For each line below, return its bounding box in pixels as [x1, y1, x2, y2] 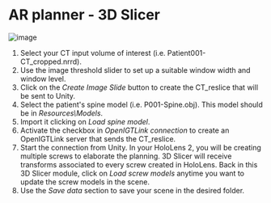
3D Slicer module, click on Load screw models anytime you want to [19, 168, 245, 178]
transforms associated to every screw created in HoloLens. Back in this [19, 159, 258, 169]
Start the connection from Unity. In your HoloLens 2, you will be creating [19, 142, 261, 152]
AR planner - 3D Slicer [8, 6, 160, 24]
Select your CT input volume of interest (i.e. [19, 48, 166, 57]
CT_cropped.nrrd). [19, 57, 83, 66]
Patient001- [167, 48, 206, 57]
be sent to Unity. [19, 91, 75, 100]
